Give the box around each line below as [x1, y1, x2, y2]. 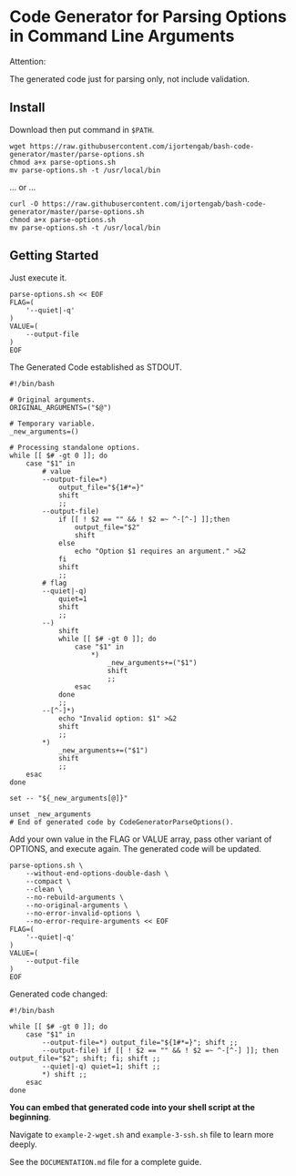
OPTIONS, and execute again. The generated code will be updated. [9, 843, 262, 854]
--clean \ [26, 885, 64, 894]
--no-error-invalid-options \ [26, 908, 141, 917]
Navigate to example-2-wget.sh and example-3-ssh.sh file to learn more [9, 1129, 274, 1140]
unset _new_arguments [9, 809, 92, 819]
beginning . [9, 1111, 52, 1122]
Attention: [9, 56, 46, 66]
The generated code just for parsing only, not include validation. [9, 73, 250, 84]
